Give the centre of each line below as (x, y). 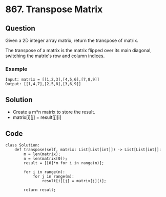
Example (16, 69)
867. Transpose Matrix (54, 9)
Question (20, 28)
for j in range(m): (53, 176)
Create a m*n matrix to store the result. (54, 112)
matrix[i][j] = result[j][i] (37, 117)
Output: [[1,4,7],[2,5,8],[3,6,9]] (43, 84)
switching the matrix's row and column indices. (55, 56)
